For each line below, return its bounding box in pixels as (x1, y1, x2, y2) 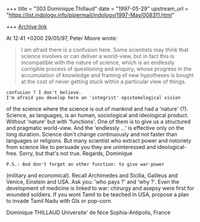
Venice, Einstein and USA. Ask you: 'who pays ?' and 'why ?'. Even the (6, 178, 180, 185)
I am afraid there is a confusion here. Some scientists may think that (20, 46, 189, 53)
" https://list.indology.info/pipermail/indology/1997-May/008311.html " (6, 11, 175, 19)
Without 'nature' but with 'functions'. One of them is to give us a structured (6, 118, 191, 125)
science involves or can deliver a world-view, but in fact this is (20, 53, 175, 59)
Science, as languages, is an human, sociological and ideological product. (6, 112, 189, 118)
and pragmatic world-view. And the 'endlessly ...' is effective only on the (6, 124, 184, 131)
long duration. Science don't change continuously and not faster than (6, 131, 178, 138)
